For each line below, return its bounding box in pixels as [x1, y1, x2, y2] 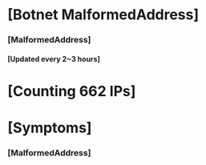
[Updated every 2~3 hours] [7, 54, 101, 63]
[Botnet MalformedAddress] [7, 6, 200, 24]
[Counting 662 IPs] [7, 82, 136, 100]
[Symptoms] [7, 119, 92, 137]
